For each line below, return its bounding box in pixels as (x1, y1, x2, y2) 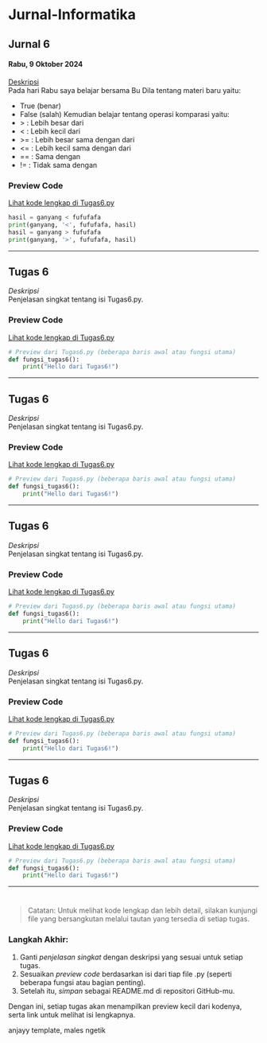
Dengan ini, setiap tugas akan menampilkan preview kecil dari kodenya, (8, 1001, 242, 1011)
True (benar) (19, 101, 62, 111)
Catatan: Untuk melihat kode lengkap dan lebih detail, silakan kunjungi (27, 905, 258, 916)
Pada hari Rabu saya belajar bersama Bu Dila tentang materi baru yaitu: (8, 85, 241, 95)
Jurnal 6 (8, 37, 50, 51)
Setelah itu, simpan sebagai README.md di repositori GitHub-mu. (19, 986, 235, 995)
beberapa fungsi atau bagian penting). (19, 977, 146, 987)
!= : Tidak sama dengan (19, 160, 98, 169)
